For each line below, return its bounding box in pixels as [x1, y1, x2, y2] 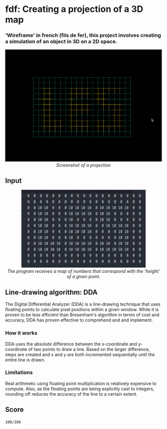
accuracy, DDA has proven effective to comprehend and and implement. [5, 317, 153, 323]
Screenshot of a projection [56, 162, 111, 168]
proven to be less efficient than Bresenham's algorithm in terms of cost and [5, 312, 160, 318]
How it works [5, 329, 38, 336]
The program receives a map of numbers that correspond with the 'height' [7, 268, 160, 274]
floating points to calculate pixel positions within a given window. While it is [5, 307, 159, 313]
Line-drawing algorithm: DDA [5, 288, 98, 297]
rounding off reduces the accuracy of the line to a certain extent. [5, 391, 138, 397]
